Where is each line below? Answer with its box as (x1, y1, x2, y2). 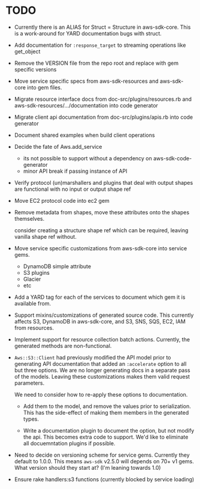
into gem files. (27, 83, 62, 91)
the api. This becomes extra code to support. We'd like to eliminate (23, 433, 189, 440)
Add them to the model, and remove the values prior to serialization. (23, 403, 191, 410)
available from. (14, 299, 51, 307)
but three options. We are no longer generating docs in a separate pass (14, 367, 191, 374)
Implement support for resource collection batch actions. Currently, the (14, 335, 190, 343)
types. (23, 415, 40, 422)
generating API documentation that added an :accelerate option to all (14, 360, 187, 367)
